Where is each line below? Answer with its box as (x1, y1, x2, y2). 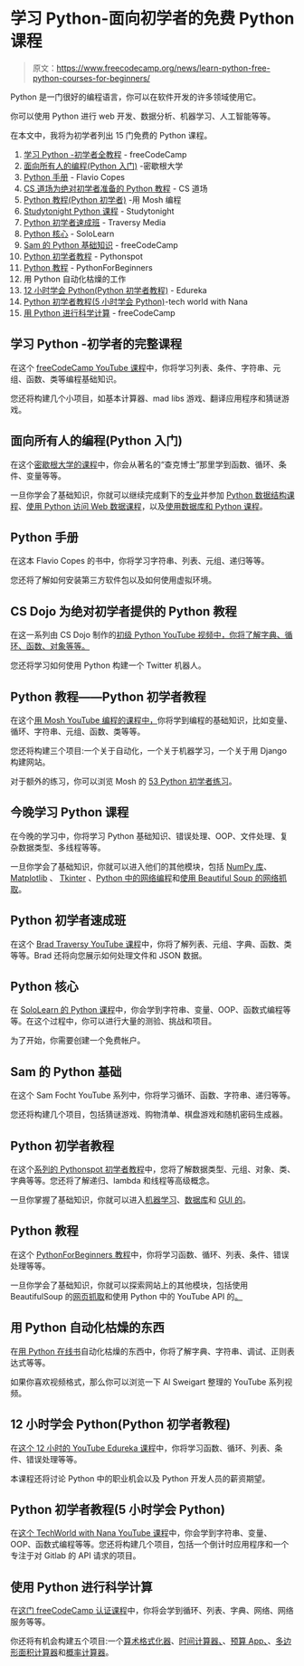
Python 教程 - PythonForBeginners (23, 262, 153, 272)
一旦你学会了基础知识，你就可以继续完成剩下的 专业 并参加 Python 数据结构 (10, 490, 288, 500)
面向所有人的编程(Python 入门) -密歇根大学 (23, 160, 184, 171)
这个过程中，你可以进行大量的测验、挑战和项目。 (33, 1015, 216, 1027)
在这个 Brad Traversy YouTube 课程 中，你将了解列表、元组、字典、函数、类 (10, 938, 292, 949)
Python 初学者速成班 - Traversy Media (23, 216, 166, 227)
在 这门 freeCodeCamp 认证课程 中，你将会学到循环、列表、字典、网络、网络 (10, 1605, 294, 1616)
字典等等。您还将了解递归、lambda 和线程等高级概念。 (10, 1176, 215, 1186)
